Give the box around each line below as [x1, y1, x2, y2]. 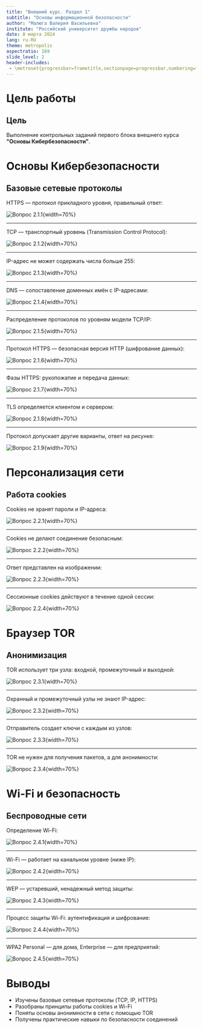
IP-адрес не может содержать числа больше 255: [6, 258, 135, 265]
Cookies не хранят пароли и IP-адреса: [6, 505, 107, 513]
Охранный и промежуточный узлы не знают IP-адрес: [6, 695, 146, 703]
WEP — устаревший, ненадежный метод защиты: [6, 885, 134, 893]
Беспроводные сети [6, 810, 87, 821]
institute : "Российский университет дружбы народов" [6, 25, 142, 32]
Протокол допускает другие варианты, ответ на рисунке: [6, 433, 155, 440]
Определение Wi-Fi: [6, 827, 59, 834]
